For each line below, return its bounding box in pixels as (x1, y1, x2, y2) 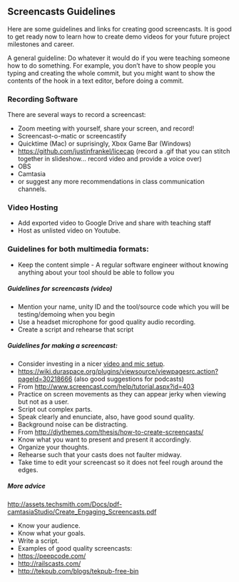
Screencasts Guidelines (7, 6, 116, 18)
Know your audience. (17, 521, 81, 530)
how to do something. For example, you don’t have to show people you (7, 61, 216, 70)
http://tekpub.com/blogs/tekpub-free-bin (17, 566, 139, 575)
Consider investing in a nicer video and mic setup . (17, 359, 166, 368)
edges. (17, 465, 39, 474)
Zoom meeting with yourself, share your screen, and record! (17, 124, 195, 133)
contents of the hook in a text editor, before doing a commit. (7, 76, 184, 85)
